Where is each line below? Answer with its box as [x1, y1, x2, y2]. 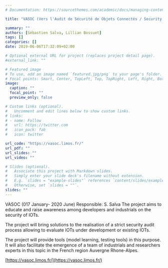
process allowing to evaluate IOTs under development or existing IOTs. [5, 227, 150, 233]
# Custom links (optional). [5, 104, 64, 109]
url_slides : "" [5, 150, 37, 156]
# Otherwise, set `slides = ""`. [5, 183, 79, 188]
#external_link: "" [5, 58, 46, 63]
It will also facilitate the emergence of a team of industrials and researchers [5, 242, 160, 248]
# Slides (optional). [5, 164, 50, 169]
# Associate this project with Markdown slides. [5, 169, 113, 174]
